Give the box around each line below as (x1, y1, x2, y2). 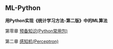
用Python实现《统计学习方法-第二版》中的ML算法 (5, 17, 108, 24)
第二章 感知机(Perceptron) (5, 38, 59, 44)
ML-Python (5, 4, 41, 12)
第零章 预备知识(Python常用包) (5, 28, 68, 34)
